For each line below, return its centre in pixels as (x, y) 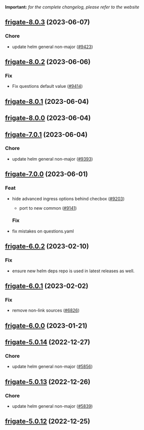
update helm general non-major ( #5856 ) (52, 366)
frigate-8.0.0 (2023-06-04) (48, 118)
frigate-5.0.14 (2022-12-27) (48, 342)
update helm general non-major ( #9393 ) (52, 159)
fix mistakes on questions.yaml (43, 231)
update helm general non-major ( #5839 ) (52, 406)
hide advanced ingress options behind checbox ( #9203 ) (68, 198)
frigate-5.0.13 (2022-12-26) (48, 382)
